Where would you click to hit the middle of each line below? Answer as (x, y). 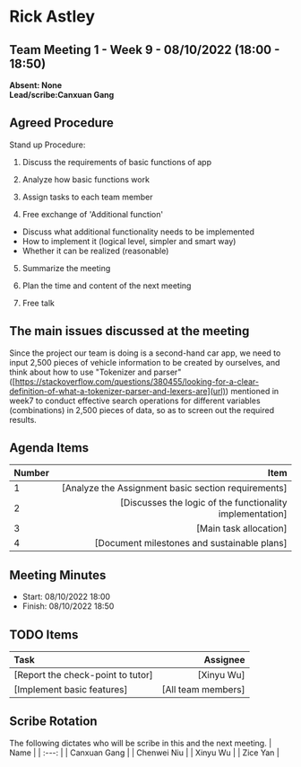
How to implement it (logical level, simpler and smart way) (129, 241)
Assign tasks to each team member (87, 197)
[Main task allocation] (241, 529)
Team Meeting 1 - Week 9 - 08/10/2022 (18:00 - (145, 50)
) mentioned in (252, 391)
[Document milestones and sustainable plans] (191, 543)
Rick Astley (52, 17)
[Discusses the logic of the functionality (203, 503)
